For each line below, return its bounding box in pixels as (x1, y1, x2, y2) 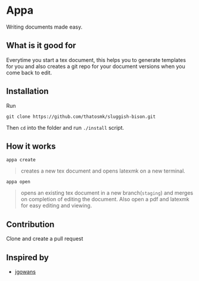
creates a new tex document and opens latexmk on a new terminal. (20, 167, 186, 174)
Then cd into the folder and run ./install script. (6, 124, 124, 131)
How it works (6, 141, 56, 151)
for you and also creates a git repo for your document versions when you (6, 63, 186, 70)
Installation (6, 86, 49, 96)
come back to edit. (6, 69, 52, 76)
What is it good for (6, 40, 76, 51)
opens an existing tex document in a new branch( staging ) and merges (20, 189, 194, 196)
